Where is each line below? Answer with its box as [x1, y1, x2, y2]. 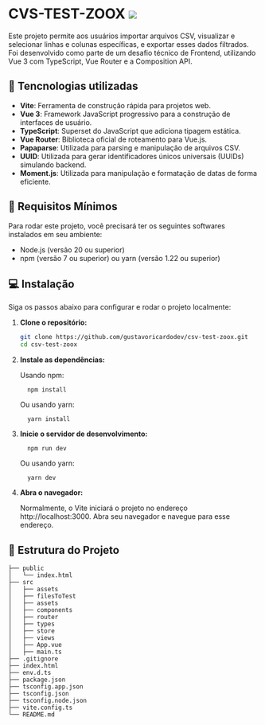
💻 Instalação [8, 277, 75, 290]
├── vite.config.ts [8, 704, 73, 711]
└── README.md [8, 710, 56, 719]
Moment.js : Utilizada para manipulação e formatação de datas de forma [19, 168, 257, 177]
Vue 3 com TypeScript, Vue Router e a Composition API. [8, 57, 193, 66]
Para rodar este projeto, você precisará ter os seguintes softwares [8, 220, 225, 231]
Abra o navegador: [19, 488, 84, 497]
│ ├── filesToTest [8, 592, 77, 600]
